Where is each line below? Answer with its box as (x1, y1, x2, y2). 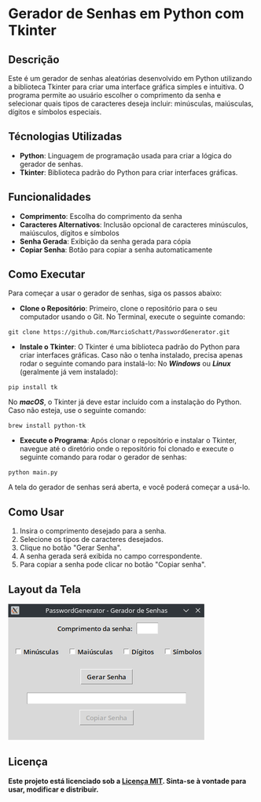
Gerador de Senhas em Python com (8, 5, 244, 23)
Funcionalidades (8, 191, 92, 204)
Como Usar (8, 505, 64, 518)
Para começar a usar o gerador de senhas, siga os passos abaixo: (8, 288, 222, 298)
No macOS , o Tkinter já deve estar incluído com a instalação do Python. (8, 397, 242, 407)
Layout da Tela (8, 582, 81, 596)
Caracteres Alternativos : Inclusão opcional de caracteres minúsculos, (19, 220, 248, 229)
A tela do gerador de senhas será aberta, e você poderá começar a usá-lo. (8, 482, 251, 492)
